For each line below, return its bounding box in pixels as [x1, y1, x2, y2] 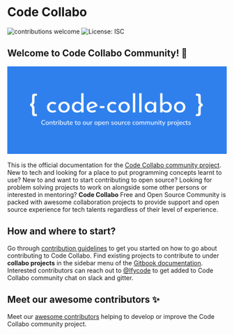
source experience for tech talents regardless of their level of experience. [7, 205, 219, 214]
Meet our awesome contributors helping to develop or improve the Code [7, 312, 214, 320]
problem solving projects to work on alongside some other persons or [7, 183, 208, 192]
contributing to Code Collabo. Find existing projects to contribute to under [7, 251, 219, 260]
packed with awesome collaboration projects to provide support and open [7, 198, 219, 206]
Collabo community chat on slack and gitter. [7, 273, 134, 282]
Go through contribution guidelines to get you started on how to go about [7, 244, 217, 252]
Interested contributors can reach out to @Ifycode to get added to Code [7, 266, 214, 274]
